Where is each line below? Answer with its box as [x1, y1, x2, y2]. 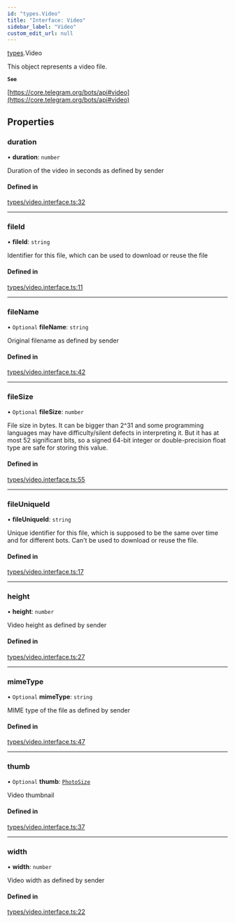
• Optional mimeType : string [7, 692, 93, 701]
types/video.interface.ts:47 [7, 738, 85, 746]
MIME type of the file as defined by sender [7, 706, 131, 714]
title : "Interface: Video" [7, 17, 86, 24]
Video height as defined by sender [7, 621, 107, 629]
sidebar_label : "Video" [7, 23, 77, 30]
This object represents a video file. [7, 62, 107, 71]
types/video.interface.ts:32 [7, 198, 86, 206]
